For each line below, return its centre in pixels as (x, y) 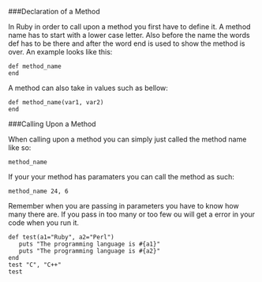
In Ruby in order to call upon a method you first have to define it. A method (129, 26)
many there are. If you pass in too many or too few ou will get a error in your (131, 214)
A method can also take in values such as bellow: (88, 88)
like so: (20, 148)
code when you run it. (44, 223)
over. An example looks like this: (60, 52)
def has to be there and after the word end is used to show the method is (127, 43)
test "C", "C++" (35, 265)
